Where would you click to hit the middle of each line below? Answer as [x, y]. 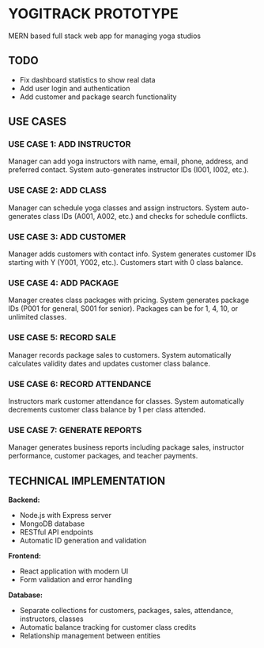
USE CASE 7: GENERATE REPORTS [75, 430]
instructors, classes [52, 619]
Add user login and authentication [75, 88]
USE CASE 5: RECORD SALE [62, 338]
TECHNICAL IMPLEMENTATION [87, 481]
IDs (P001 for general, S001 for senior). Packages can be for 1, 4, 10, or [123, 309]
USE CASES [38, 122]
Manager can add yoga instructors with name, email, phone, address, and [128, 161]
